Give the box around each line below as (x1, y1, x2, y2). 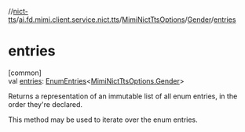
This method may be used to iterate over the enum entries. (8, 115, 198, 124)
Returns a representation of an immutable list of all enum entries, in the (8, 91, 238, 101)
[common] (8, 68, 42, 77)
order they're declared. (8, 99, 83, 109)
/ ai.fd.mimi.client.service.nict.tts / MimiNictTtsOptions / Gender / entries (16, 15, 236, 24)
